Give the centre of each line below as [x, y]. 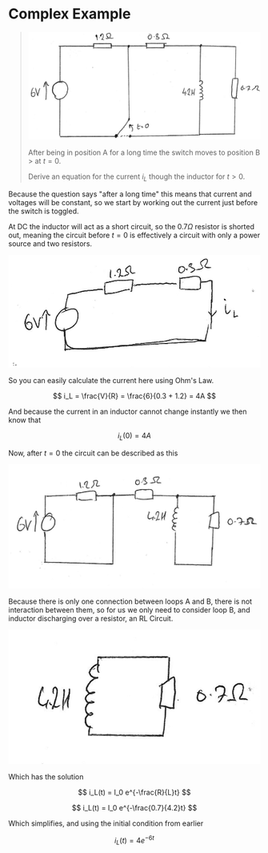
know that [25, 420]
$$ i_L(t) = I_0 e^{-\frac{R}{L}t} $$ [134, 792]
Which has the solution [46, 777]
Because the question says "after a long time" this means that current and [130, 194]
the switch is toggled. [44, 211]
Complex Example [70, 14]
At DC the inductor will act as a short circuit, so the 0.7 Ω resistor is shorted [131, 226]
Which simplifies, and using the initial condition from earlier [106, 823]
